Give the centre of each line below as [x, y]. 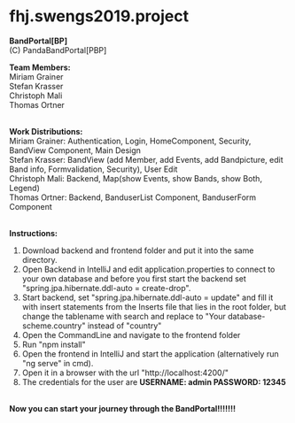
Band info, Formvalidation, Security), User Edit [93, 169]
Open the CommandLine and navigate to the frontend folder [131, 335]
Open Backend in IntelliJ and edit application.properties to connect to [148, 269]
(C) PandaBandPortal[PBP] [58, 50]
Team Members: [40, 67]
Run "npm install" [54, 344]
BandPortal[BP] [39, 41]
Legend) [24, 188]
